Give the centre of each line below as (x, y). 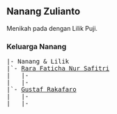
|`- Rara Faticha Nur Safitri (58, 69)
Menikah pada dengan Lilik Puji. (52, 28)
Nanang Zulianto (44, 12)
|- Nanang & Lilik (38, 62)
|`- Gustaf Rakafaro (42, 90)
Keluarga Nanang (37, 46)
